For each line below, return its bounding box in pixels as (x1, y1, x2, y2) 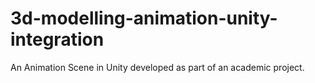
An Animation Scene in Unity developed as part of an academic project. (10, 61, 305, 73)
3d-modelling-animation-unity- (10, 7, 278, 30)
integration (10, 28, 105, 51)
